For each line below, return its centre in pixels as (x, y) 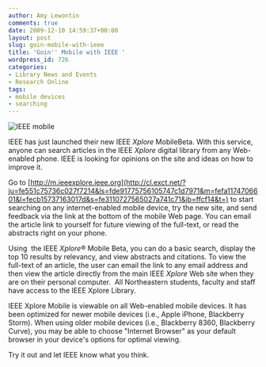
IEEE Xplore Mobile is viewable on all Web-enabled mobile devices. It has (127, 306)
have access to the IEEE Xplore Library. (72, 291)
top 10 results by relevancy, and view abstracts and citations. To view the (127, 257)
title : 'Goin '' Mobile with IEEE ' (67, 52)
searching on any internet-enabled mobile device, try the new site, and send (133, 208)
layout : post (30, 38)
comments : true (33, 23)
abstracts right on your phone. (58, 233)
